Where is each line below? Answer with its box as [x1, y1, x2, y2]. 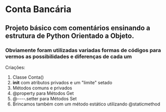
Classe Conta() [12, 74, 44, 80]
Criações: [5, 64, 25, 70]
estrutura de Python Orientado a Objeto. [5, 31, 135, 40]
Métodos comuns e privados [12, 85, 72, 91]
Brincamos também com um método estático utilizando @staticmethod [12, 101, 160, 107]
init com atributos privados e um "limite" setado [12, 79, 113, 85]
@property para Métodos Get [12, 90, 74, 96]
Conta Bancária [5, 4, 72, 15]
